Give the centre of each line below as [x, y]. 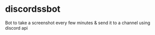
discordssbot [33, 9]
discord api [16, 28]
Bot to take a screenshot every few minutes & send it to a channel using [78, 23]
